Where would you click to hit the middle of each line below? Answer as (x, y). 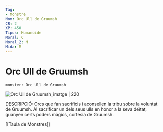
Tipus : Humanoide (23, 33)
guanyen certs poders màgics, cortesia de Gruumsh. (59, 114)
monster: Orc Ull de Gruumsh (36, 85)
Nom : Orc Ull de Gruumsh (31, 19)
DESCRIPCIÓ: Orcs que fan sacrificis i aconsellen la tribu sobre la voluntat (81, 104)
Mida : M (13, 47)
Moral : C (14, 38)
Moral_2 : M (17, 42)
